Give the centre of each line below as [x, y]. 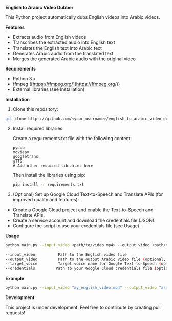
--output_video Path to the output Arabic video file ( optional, [86, 259]
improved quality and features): [46, 199]
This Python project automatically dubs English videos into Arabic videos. [83, 17]
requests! [15, 313]
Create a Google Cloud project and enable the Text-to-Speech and [83, 210]
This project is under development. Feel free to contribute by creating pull [83, 307]
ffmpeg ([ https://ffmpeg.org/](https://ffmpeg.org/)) [66, 84]
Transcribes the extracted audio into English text [64, 42]
